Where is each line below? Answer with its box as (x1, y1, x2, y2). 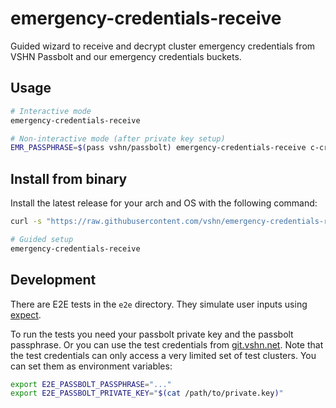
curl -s (10, 217, 43, 227)
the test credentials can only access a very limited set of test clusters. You (10, 349, 317, 361)
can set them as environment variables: (10, 360, 173, 372)
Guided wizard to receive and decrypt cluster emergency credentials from (10, 40, 316, 52)
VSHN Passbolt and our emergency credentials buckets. (10, 50, 242, 62)
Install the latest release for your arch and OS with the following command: (10, 197, 318, 209)
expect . (10, 308, 42, 321)
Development (10, 272, 97, 289)
